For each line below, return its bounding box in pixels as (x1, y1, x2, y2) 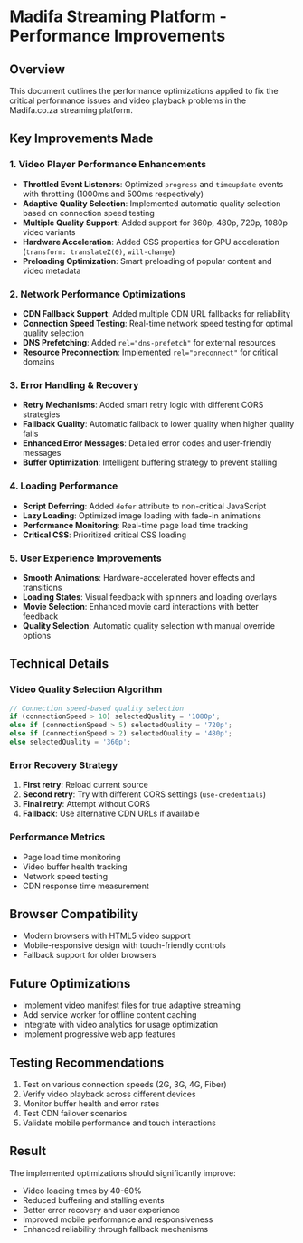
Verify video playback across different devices (22, 1088, 196, 1099)
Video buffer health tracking (22, 861, 128, 872)
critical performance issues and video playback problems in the (9, 95, 247, 106)
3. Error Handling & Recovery (9, 378, 139, 391)
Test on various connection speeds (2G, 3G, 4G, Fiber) (22, 1078, 228, 1089)
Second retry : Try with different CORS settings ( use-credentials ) (22, 789, 267, 800)
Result (9, 1143, 47, 1159)
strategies (22, 409, 61, 420)
